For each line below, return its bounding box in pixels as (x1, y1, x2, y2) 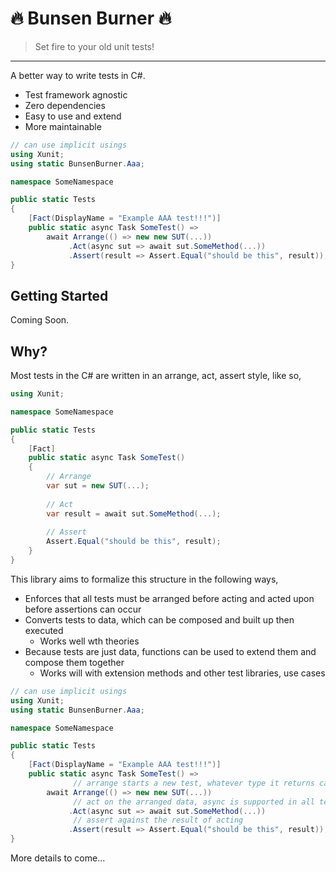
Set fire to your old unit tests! (34, 40, 155, 52)
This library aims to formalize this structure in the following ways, (10, 573, 279, 585)
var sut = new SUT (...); (46, 481, 150, 491)
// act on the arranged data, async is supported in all (73, 797, 315, 807)
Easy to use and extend (24, 110, 122, 122)
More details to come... (10, 852, 106, 864)
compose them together (24, 656, 125, 668)
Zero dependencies (24, 99, 106, 111)
